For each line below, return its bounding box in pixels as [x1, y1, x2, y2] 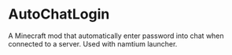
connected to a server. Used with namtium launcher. [8, 39, 178, 48]
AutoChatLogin [8, 5, 110, 23]
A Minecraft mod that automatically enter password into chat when [8, 31, 224, 40]
